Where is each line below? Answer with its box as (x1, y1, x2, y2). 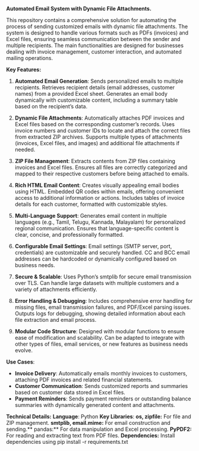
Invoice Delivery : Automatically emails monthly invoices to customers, (14, 370, 188, 377)
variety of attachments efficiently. (14, 286, 97, 293)
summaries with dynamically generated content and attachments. (14, 402, 175, 408)
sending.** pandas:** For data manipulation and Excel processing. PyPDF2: (6, 425, 192, 433)
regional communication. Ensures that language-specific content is (14, 225, 179, 231)
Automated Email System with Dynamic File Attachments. (6, 5, 151, 12)
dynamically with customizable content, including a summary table (14, 96, 178, 104)
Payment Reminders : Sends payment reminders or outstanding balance (14, 395, 191, 402)
